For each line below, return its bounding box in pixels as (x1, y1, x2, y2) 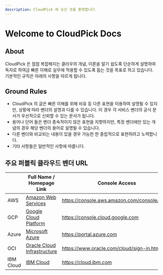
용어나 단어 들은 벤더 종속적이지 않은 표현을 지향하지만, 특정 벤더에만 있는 (12, 119, 151, 125)
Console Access (98, 180, 136, 187)
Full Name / (28, 173, 55, 180)
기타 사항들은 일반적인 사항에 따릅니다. (12, 143, 85, 149)
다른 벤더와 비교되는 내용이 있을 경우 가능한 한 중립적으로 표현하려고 (12, 131, 141, 137)
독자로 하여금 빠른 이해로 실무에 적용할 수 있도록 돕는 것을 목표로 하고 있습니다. (5, 67, 154, 73)
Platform (26, 220, 45, 227)
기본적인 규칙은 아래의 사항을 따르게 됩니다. (5, 73, 87, 79)
